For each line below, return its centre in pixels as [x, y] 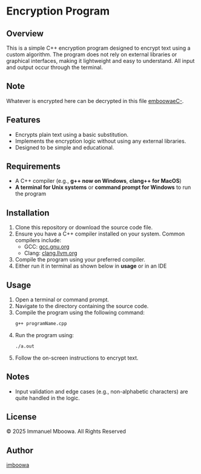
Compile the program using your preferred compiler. [80, 260]
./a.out [25, 346]
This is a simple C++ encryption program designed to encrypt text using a [98, 48]
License [21, 417]
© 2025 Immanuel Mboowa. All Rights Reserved [66, 432]
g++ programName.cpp [41, 324]
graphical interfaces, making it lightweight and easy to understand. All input [100, 61]
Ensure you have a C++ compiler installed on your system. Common [100, 234]
